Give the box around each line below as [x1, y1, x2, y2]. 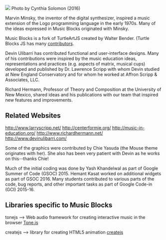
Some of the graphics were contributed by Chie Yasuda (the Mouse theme [5, 145, 158, 151]
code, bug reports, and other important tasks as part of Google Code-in [5, 181, 153, 187]
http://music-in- [112, 125, 145, 131]
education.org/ [5, 130, 36, 136]
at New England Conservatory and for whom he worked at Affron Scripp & [5, 71, 158, 77]
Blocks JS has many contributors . [5, 40, 74, 46]
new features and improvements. [5, 97, 73, 103]
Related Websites [5, 111, 61, 120]
